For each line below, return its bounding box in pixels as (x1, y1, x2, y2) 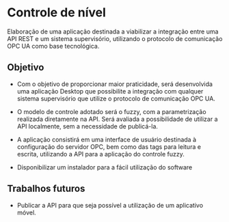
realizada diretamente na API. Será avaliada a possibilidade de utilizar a (16, 115, 218, 123)
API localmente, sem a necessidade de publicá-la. (16, 122, 159, 130)
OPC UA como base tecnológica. (7, 42, 100, 50)
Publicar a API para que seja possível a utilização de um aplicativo (16, 201, 204, 209)
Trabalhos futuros (7, 183, 85, 195)
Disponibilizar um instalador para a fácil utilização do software (16, 163, 193, 171)
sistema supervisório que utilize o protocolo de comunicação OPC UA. (16, 94, 215, 102)
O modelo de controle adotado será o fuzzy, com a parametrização (16, 107, 206, 115)
